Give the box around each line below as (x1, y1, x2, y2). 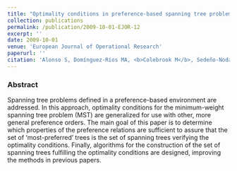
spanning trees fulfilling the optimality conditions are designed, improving (7, 148, 221, 157)
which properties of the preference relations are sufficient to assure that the (7, 126, 228, 134)
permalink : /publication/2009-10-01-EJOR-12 (7, 23, 140, 30)
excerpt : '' (7, 30, 42, 37)
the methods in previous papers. (7, 156, 102, 165)
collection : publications (7, 17, 83, 24)
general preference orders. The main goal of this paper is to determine (7, 118, 213, 127)
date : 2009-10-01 (7, 37, 59, 44)
